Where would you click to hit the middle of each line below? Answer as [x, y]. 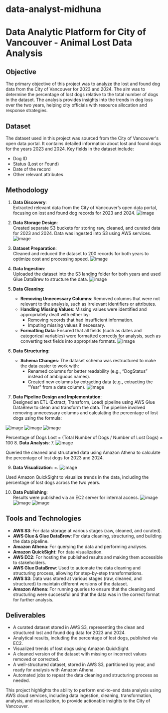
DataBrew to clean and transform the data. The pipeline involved [79, 407]
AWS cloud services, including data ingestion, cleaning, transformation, [79, 695]
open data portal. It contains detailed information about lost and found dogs [84, 143]
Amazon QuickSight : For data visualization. [58, 552]
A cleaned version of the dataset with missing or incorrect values [80, 654]
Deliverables [26, 616]
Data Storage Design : [35, 222]
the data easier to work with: [50, 366]
